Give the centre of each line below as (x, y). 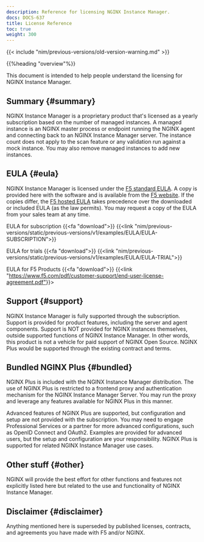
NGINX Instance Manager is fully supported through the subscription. (93, 316)
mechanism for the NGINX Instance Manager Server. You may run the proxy (101, 395)
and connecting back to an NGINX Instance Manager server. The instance (99, 135)
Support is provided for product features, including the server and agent (97, 322)
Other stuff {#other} (45, 464)
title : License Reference (39, 23)
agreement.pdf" (26, 282)
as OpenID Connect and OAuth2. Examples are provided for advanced (94, 432)
